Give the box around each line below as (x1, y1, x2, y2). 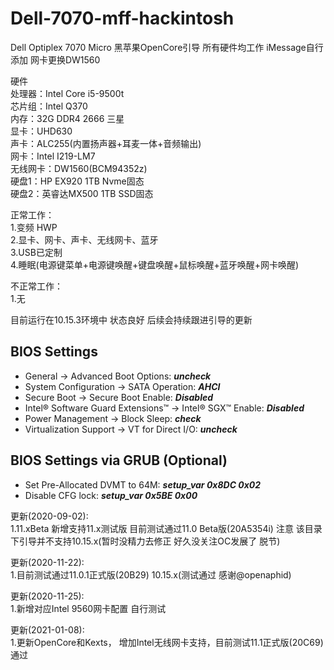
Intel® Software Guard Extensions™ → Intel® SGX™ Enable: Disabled (24, 402, 305, 414)
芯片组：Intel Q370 (10, 100, 88, 112)
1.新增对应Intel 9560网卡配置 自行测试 (10, 602, 167, 614)
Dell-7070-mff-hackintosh (10, 7, 235, 30)
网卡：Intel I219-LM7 (10, 150, 96, 162)
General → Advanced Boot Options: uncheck (24, 370, 212, 382)
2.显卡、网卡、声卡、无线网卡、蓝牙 (10, 233, 159, 246)
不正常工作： (10, 280, 63, 292)
